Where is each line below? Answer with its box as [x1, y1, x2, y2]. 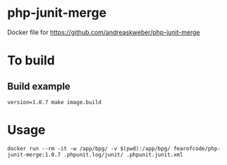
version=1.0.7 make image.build [7, 99, 102, 106]
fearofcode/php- [173, 145, 221, 152]
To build [7, 52, 55, 69]
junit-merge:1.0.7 [7, 151, 61, 158]
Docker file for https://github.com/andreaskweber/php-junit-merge [7, 28, 200, 36]
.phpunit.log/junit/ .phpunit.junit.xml [63, 151, 184, 158]
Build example [7, 80, 71, 92]
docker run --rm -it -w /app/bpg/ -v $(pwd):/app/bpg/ [7, 145, 171, 152]
